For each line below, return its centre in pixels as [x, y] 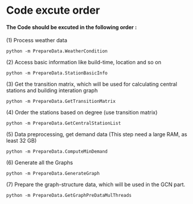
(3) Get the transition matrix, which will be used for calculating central [92, 84]
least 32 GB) [21, 141]
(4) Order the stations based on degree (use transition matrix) [82, 112]
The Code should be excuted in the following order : [71, 27]
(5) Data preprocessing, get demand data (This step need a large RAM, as [97, 134]
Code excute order [53, 10]
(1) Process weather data [37, 40]
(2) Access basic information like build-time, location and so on [84, 62]
